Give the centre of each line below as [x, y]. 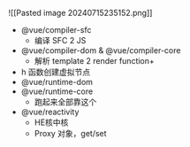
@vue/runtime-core [57, 91]
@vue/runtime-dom [57, 82]
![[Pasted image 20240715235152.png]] [80, 13]
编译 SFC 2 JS [60, 40]
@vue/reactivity [50, 112]
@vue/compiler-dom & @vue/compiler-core [101, 50]
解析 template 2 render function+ [95, 61]
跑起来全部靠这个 [65, 102]
